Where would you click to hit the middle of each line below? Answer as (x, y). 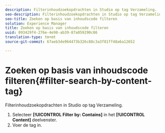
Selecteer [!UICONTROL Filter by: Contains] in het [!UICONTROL (78, 114)
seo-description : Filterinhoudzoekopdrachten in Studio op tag (71, 14)
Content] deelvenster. (35, 120)
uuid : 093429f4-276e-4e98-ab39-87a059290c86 (51, 33)
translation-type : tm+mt (30, 37)
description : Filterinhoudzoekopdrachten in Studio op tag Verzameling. (81, 10)
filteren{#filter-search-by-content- (79, 81)
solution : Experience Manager (36, 23)
